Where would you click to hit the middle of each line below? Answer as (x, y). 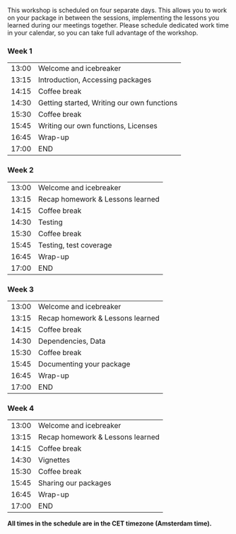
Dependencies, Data (72, 341)
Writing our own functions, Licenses (98, 126)
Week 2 (20, 170)
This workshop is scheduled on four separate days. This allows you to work (117, 10)
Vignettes (54, 460)
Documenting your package (84, 364)
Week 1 (20, 51)
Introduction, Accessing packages (95, 80)
